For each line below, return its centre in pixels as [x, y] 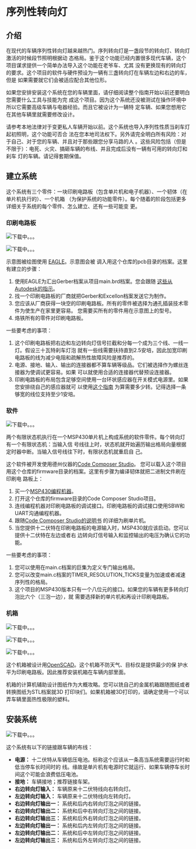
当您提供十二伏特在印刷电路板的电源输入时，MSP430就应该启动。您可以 [101, 528]
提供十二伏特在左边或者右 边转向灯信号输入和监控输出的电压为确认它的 [99, 535]
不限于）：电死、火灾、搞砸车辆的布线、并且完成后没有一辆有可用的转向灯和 [97, 149]
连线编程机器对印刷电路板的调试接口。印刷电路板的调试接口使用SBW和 [99, 506]
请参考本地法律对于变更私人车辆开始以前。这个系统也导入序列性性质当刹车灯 [98, 127]
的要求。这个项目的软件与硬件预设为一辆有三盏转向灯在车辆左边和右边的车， [98, 73]
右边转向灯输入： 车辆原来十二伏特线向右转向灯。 [74, 789]
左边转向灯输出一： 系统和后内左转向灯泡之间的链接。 [79, 825]
